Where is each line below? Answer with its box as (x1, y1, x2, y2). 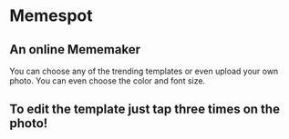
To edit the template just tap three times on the (9, 102, 281, 117)
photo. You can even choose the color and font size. (9, 75, 206, 86)
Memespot (9, 5, 93, 26)
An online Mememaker (9, 42, 141, 57)
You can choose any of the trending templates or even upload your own (9, 65, 279, 76)
